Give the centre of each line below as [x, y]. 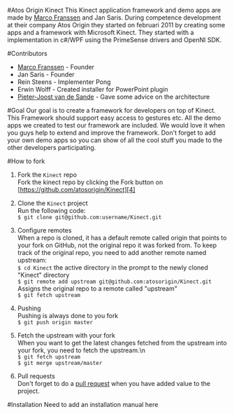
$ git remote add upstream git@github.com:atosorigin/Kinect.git [114, 282]
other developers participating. [52, 147]
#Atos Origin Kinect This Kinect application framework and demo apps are [114, 10]
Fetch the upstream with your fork [66, 335]
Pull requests [36, 376]
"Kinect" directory [43, 275]
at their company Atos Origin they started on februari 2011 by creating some [116, 25]
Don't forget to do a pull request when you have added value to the [114, 384]
